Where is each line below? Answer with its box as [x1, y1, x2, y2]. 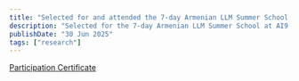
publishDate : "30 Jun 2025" [9, 29, 114, 38]
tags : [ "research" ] [9, 37, 82, 47]
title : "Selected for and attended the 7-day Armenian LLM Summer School [9, 12, 289, 22]
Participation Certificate [9, 62, 96, 73]
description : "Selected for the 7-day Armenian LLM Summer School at [9, 21, 273, 30]
